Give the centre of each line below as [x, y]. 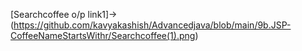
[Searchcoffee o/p [48, 14]
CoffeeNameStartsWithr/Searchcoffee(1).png [103, 35]
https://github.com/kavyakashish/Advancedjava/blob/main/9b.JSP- [152, 25]
